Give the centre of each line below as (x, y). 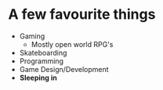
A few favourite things (82, 14)
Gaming (32, 36)
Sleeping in (38, 77)
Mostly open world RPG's (72, 44)
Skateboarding (43, 52)
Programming (42, 61)
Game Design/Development (64, 69)
